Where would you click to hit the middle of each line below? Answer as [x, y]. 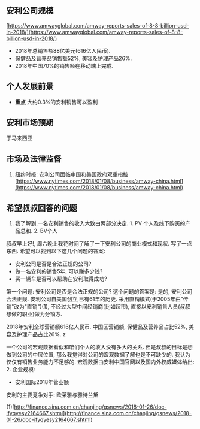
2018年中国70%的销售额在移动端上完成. [64, 65]
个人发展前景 [30, 87]
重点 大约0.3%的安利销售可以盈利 [56, 102]
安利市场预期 [30, 123]
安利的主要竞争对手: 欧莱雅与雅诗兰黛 [52, 395]
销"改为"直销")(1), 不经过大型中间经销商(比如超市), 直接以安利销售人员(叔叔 [98, 307]
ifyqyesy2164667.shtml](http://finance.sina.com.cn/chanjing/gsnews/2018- [99, 413]
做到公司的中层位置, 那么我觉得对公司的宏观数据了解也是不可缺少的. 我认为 [98, 355]
